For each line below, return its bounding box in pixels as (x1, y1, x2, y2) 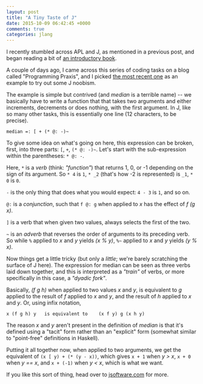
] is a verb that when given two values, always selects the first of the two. (6, 219, 191, 226)
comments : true (6, 26, 45, 32)
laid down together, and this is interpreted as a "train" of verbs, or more (6, 268, 185, 275)
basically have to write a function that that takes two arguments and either (6, 98, 192, 105)
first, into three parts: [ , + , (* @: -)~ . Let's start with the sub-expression (6, 146, 187, 153)
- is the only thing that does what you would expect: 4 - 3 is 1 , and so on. (6, 189, 190, 196)
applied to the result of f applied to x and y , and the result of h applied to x (6, 293, 192, 300)
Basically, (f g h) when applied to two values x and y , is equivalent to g (6, 286, 182, 293)
